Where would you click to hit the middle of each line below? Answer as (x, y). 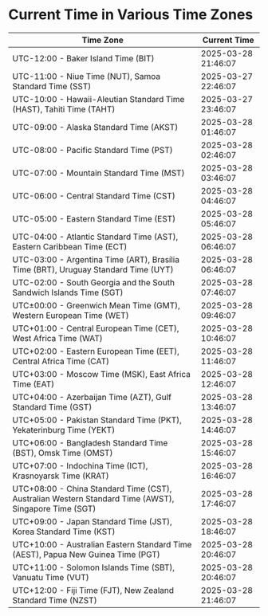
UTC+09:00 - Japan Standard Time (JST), (93, 521)
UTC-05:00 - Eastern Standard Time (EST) (94, 218)
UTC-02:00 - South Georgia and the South (94, 282)
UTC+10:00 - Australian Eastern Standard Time (102, 544)
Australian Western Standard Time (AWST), (93, 498)
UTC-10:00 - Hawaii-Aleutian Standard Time (99, 99)
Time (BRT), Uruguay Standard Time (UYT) (93, 269)
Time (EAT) (33, 384)
